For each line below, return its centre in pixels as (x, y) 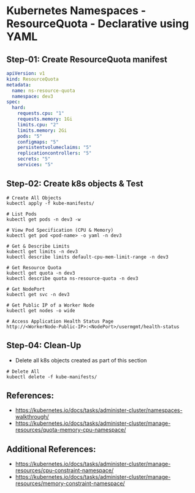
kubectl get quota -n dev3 (41, 273)
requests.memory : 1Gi (45, 119)
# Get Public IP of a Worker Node (51, 305)
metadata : (19, 85)
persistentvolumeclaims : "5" (55, 148)
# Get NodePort (26, 289)
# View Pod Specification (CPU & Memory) (60, 230)
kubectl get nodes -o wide (41, 310)
